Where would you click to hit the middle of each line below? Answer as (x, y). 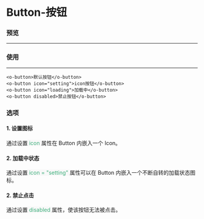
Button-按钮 (37, 12)
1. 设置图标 (20, 129)
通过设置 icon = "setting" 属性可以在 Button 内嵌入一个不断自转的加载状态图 (101, 173)
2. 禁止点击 (20, 195)
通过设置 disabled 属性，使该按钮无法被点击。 (64, 210)
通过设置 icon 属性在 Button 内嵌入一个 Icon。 (64, 143)
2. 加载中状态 (23, 158)
